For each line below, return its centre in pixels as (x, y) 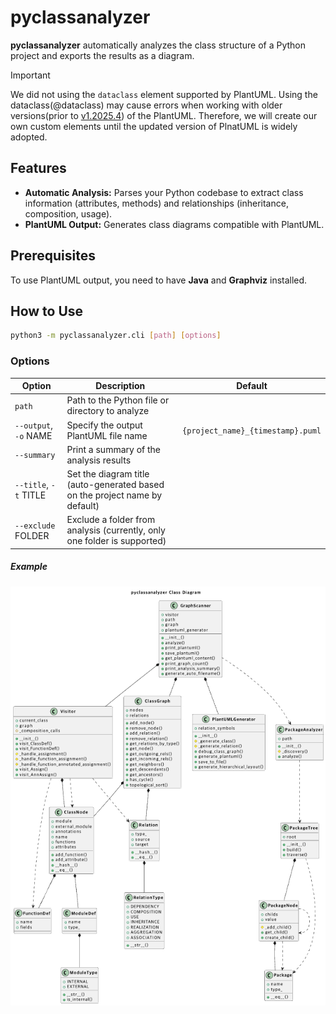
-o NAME (33, 435)
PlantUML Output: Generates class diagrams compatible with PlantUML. (174, 224)
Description (120, 386)
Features (38, 168)
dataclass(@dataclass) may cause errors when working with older (146, 105)
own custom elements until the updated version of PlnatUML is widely (154, 126)
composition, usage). (68, 213)
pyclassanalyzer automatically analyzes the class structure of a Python (158, 45)
